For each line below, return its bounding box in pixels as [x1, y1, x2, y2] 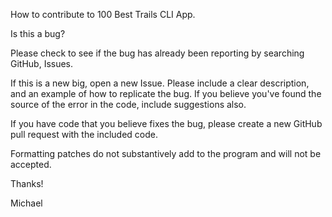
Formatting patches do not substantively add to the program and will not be [10, 148, 322, 159]
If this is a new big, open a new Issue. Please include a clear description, [10, 77, 310, 89]
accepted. [10, 159, 52, 170]
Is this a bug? [10, 28, 66, 39]
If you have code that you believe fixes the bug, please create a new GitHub [10, 118, 323, 129]
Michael [10, 197, 43, 209]
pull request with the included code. [10, 129, 159, 140]
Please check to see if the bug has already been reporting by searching [10, 47, 305, 59]
